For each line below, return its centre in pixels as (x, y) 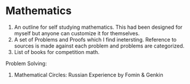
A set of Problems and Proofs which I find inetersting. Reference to (95, 39)
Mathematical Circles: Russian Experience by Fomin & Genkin (89, 75)
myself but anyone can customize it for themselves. (77, 33)
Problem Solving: (26, 63)
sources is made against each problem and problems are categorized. (99, 46)
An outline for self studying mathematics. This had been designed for (98, 27)
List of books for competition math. (57, 52)
